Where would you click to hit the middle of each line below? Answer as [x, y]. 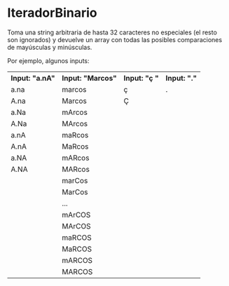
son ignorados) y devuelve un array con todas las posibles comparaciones [115, 39]
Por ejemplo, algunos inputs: [48, 60]
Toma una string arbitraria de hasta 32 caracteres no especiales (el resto [112, 32]
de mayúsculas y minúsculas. [50, 47]
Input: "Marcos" [89, 78]
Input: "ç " [141, 78]
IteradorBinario [52, 13]
